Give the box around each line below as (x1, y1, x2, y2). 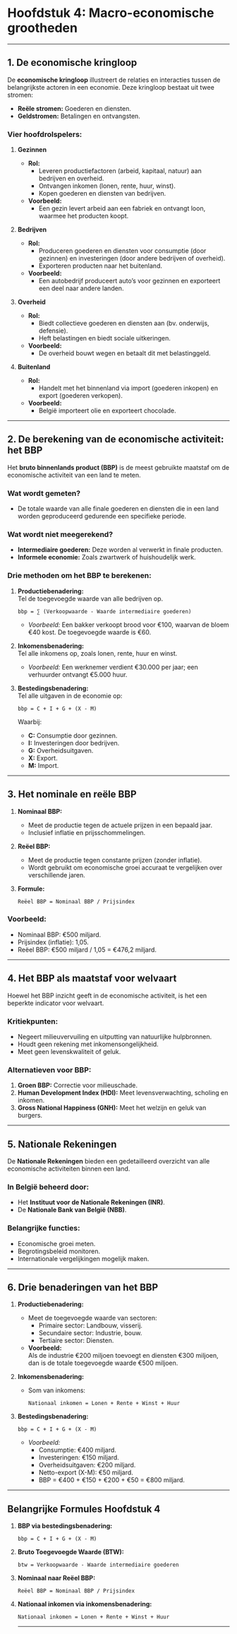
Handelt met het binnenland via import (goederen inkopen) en (38, 384, 219, 393)
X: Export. (28, 754, 58, 762)
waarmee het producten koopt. (38, 212, 129, 220)
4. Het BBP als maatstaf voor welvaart (7, 973, 177, 985)
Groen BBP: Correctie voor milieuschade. (17, 1081, 138, 1089)
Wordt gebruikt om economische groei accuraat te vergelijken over (28, 863, 223, 872)
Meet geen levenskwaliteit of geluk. (17, 1047, 121, 1055)
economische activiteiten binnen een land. (7, 1164, 130, 1173)
